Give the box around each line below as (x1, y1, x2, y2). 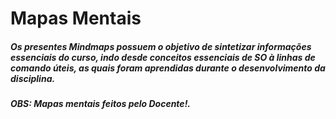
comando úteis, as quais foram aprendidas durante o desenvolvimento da (10, 62, 326, 74)
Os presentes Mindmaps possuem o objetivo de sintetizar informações (10, 40, 312, 52)
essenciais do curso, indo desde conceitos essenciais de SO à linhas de (10, 51, 316, 63)
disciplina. (10, 72, 56, 84)
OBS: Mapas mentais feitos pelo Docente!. (10, 98, 192, 110)
